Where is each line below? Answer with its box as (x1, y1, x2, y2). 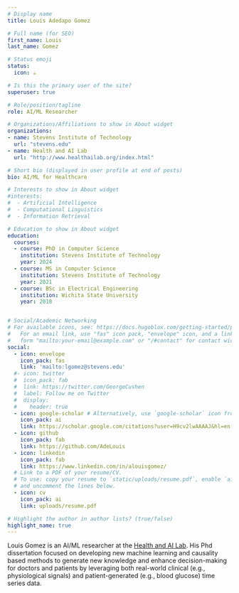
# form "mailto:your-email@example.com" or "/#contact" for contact (7, 337, 221, 344)
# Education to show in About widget (7, 225, 119, 233)
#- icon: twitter (14, 370, 65, 378)
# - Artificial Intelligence (7, 200, 97, 207)
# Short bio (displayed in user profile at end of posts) (7, 166, 183, 174)
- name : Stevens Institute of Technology (7, 134, 132, 141)
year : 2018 (20, 298, 53, 306)
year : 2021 (20, 278, 53, 285)
